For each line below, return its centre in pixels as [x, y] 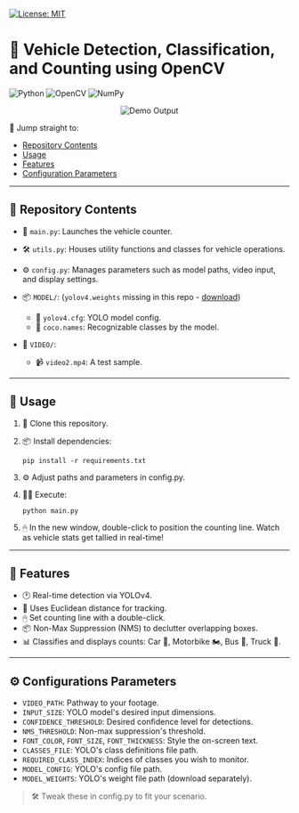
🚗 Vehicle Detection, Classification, [142, 50]
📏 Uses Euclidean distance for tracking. [94, 608]
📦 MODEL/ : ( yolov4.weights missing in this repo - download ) [131, 297]
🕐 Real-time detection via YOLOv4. [87, 596]
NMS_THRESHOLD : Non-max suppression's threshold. [114, 731]
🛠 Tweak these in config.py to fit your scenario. [119, 796]
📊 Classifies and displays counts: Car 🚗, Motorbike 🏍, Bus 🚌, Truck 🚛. [152, 642]
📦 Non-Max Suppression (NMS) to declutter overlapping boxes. [140, 629]
